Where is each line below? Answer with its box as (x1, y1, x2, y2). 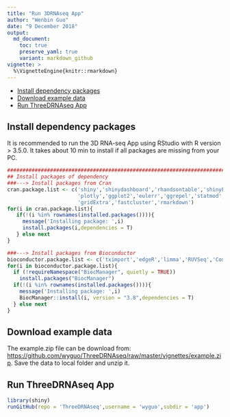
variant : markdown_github (19, 55, 94, 62)
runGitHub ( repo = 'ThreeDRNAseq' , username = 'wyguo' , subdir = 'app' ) (7, 403, 210, 411)
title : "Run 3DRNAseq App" (7, 10, 84, 17)
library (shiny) (7, 397, 51, 404)
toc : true (19, 42, 48, 49)
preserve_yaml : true (19, 49, 78, 56)
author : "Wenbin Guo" (7, 16, 69, 23)
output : (7, 29, 29, 36)
